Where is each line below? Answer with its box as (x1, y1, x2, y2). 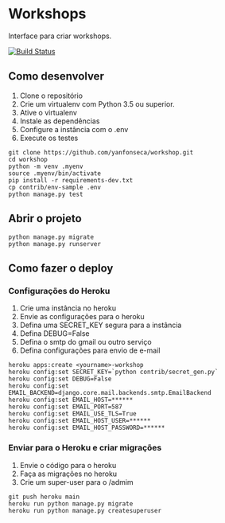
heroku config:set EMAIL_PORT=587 (8, 403, 123, 411)
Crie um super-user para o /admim (19, 477, 134, 486)
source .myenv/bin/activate (8, 169, 102, 178)
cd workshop (8, 155, 48, 163)
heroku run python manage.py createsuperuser (8, 506, 161, 514)
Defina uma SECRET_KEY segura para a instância (19, 320, 182, 330)
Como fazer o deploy (8, 261, 114, 275)
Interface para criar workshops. (8, 31, 112, 41)
